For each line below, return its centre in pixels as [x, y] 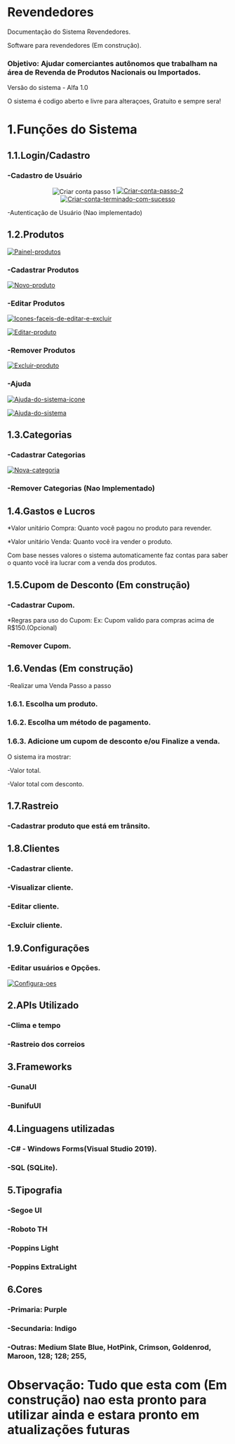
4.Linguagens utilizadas [61, 1128]
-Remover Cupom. [39, 646]
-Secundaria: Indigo [42, 1328]
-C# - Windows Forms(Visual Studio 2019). [82, 1148]
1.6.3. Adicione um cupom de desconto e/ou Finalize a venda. [114, 741]
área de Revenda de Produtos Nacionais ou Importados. [104, 72]
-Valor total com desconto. [46, 783]
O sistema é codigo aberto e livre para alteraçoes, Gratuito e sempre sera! [114, 101]
